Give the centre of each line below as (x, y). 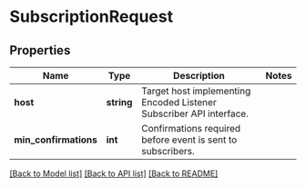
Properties (40, 50)
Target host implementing (196, 91)
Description (199, 76)
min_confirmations (56, 140)
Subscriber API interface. (194, 113)
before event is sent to (189, 140)
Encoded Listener (178, 102)
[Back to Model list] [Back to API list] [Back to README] (114, 173)
